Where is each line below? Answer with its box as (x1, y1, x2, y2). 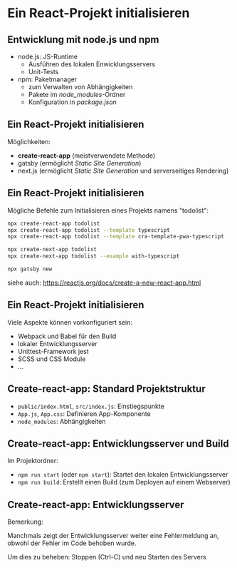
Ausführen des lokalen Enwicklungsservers (28, 60, 155, 69)
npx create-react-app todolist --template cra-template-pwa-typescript (7, 233, 224, 240)
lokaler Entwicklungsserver (17, 339, 98, 348)
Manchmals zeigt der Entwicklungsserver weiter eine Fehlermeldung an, (7, 532, 219, 540)
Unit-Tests (28, 68, 59, 76)
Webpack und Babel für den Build (17, 332, 117, 340)
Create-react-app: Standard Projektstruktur (7, 383, 206, 395)
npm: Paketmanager (17, 75, 78, 83)
